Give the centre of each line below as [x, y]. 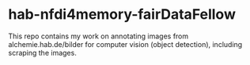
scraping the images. [42, 52]
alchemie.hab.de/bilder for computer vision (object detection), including [125, 44]
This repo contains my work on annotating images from [98, 36]
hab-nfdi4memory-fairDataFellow [122, 14]
